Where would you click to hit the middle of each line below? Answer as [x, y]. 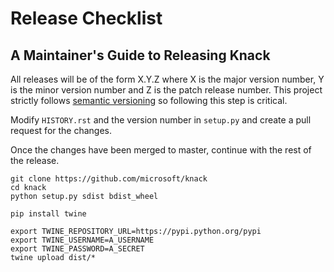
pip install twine [48, 214]
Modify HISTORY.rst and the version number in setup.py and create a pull [161, 120]
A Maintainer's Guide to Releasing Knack [140, 55]
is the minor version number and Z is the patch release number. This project [166, 90]
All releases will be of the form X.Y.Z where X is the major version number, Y [167, 79]
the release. [35, 160]
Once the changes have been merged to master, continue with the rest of [161, 150]
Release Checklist [86, 18]
